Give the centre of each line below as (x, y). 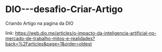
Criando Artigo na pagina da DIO (39, 23)
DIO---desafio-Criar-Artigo (64, 9)
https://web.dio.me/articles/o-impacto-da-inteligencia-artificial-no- (86, 33)
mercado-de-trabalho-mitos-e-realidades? (50, 38)
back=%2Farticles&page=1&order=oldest (49, 43)
